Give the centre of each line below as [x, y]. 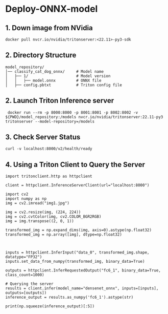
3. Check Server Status [43, 137]
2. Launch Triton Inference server [60, 101]
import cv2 [17, 194]
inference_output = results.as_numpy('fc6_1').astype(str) [69, 298]
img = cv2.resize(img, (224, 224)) [43, 212]
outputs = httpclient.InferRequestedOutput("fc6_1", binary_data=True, [83, 270]
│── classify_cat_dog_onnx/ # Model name [54, 71]
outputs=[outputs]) [26, 293]
